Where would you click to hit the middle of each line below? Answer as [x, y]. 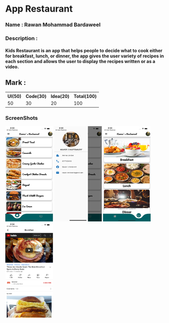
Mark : [16, 83]
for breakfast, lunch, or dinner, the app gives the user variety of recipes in [84, 56]
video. [12, 67]
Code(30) [36, 96]
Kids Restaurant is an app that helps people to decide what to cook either [84, 50]
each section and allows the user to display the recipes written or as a [80, 61]
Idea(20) [60, 96]
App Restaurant [39, 9]
